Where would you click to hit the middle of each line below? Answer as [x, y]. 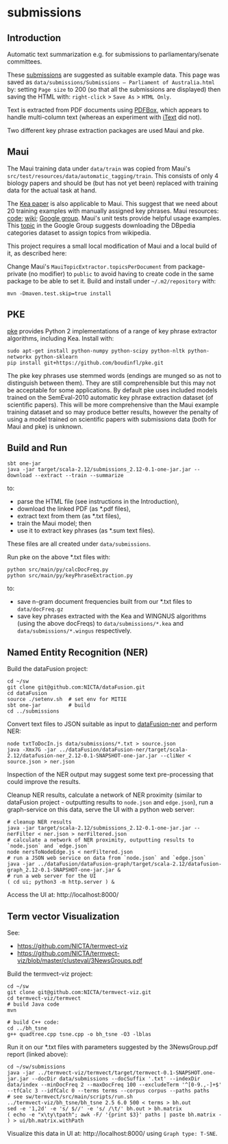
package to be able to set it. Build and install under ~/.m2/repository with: [112, 281]
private [17, 274]
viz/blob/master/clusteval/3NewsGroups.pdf [79, 961]
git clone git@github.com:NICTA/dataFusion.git [76, 687]
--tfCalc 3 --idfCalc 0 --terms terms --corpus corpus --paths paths [109, 1091]
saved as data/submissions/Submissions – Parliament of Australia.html [111, 82]
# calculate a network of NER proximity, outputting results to [101, 840]
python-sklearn [56, 357]
